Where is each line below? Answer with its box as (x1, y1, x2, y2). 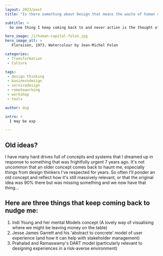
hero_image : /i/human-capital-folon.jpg (5, 34, 88, 39)
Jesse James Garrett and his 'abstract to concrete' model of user (12, 230, 143, 236)
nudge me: (5, 206, 38, 215)
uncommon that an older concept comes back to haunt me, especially (5, 164, 145, 170)
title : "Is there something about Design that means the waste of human (5, 12, 155, 17)
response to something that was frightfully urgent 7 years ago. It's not (5, 159, 145, 165)
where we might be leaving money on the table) (12, 224, 108, 230)
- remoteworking (7, 88, 40, 92)
